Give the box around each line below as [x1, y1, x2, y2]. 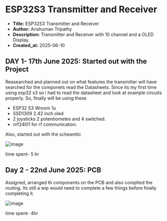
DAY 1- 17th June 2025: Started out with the [5, 57, 147, 66]
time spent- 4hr [5, 210, 38, 216]
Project [5, 65, 29, 74]
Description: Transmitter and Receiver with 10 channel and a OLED [12, 31, 154, 37]
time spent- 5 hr [5, 151, 39, 157]
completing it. [5, 190, 34, 196]
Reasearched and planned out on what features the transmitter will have [5, 78, 157, 85]
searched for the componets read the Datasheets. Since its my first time [5, 84, 157, 90]
